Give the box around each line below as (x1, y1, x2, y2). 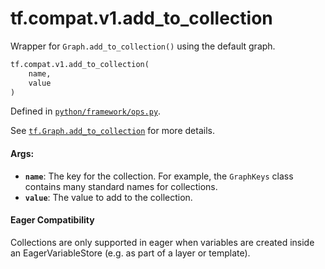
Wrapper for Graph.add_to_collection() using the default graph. (10, 40, 276, 52)
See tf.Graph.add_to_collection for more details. (10, 125, 215, 137)
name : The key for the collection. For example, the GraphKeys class (24, 170, 294, 182)
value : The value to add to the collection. (24, 191, 193, 203)
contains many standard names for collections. (24, 180, 218, 192)
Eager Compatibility (10, 214, 95, 226)
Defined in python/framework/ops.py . (10, 105, 162, 117)
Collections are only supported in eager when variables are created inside (10, 236, 315, 248)
